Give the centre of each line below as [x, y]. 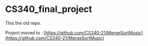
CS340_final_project [49, 9]
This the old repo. [23, 23]
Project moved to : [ [25, 32]
